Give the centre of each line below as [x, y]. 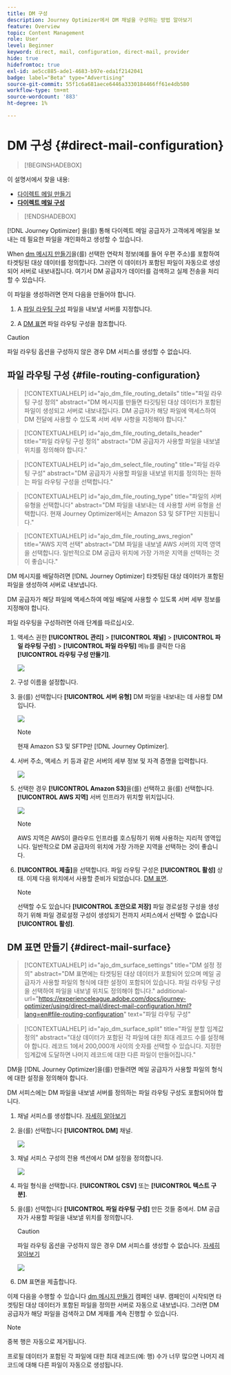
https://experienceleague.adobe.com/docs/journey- [112, 999]
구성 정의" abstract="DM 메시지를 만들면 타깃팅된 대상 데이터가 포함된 [127, 402]
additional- [172, 991]
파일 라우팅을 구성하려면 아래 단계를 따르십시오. [71, 622]
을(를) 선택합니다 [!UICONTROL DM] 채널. [75, 1130]
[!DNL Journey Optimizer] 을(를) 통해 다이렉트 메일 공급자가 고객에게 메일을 [110, 230]
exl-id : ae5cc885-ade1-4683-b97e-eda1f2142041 [75, 71]
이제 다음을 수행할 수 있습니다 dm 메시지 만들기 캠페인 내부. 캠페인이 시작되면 [111, 1296]
